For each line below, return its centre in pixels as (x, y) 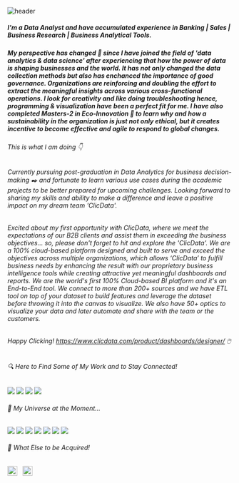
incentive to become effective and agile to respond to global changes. (113, 128)
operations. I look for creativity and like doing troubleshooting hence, (112, 98)
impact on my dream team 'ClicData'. (62, 205)
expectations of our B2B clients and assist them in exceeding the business (117, 235)
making (19, 180)
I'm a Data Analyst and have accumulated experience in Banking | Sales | (119, 27)
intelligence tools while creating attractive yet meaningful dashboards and (117, 273)
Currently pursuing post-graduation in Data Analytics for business (105, 172)
